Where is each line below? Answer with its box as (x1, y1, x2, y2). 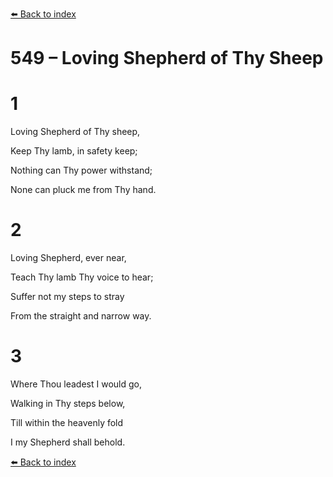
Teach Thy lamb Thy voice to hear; (10, 271, 154, 283)
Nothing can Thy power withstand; (10, 164, 153, 177)
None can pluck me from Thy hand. (10, 184, 157, 196)
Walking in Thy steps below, (10, 398, 126, 409)
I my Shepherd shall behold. (10, 436, 126, 448)
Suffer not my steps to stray (10, 291, 125, 303)
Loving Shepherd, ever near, (10, 252, 127, 264)
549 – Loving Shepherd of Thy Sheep (10, 47, 324, 70)
